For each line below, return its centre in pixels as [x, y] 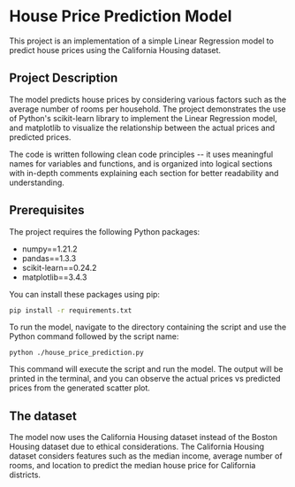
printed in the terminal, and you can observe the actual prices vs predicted [145, 379]
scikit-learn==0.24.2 [59, 267]
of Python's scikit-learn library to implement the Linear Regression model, [144, 118]
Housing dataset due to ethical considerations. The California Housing [137, 447]
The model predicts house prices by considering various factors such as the [148, 99]
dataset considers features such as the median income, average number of [146, 456]
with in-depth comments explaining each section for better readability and [144, 173]
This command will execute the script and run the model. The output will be [147, 369]
